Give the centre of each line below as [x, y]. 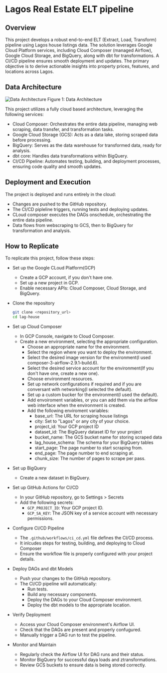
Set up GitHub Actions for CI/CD [45, 487]
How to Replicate [32, 246]
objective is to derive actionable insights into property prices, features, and [82, 66]
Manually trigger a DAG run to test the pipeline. [68, 635]
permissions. [40, 518]
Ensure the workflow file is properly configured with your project [86, 554]
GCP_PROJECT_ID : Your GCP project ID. [65, 508]
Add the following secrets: [47, 502]
